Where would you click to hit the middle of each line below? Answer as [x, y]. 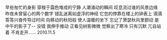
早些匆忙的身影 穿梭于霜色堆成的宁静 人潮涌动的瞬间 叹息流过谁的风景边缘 [81, 7]
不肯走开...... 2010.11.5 [33, 32]
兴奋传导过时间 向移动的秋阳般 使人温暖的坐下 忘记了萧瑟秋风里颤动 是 [86, 20]
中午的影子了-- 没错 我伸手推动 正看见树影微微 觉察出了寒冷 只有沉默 [76, 26]
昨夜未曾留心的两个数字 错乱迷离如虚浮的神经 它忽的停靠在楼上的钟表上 [79, 13]
